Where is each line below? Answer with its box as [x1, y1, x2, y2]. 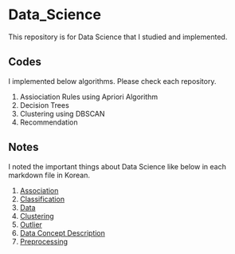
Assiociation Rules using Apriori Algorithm [19, 92, 158, 101]
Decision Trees [19, 100, 69, 109]
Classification [19, 194, 65, 204]
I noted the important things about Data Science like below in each [8, 161, 227, 171]
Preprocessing [19, 236, 69, 246]
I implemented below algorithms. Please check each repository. [8, 76, 217, 85]
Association [19, 185, 59, 195]
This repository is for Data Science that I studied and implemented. [8, 32, 228, 42]
